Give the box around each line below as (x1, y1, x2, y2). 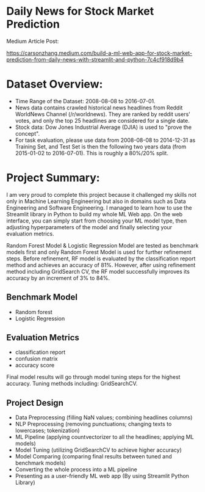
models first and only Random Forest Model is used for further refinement (6, 248, 192, 255)
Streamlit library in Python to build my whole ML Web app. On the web (6, 210, 183, 218)
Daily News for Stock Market (6, 4, 154, 18)
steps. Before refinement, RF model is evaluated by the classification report (6, 255, 196, 262)
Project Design (6, 397, 64, 408)
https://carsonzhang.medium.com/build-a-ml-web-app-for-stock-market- (6, 49, 193, 56)
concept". (15, 130, 40, 137)
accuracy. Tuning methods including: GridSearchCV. (6, 380, 138, 387)
